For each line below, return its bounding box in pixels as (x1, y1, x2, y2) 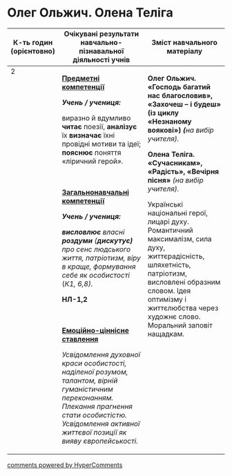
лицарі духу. (147, 216, 190, 226)
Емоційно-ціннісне (61, 325, 129, 335)
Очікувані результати (64, 29, 139, 39)
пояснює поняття (61, 147, 122, 157)
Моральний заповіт (147, 320, 213, 330)
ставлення (61, 334, 99, 343)
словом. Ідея (147, 285, 191, 295)
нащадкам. (147, 329, 185, 339)
